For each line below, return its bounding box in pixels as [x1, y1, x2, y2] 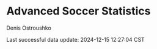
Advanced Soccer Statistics [6, 4, 151, 18]
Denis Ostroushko [6, 24, 52, 31]
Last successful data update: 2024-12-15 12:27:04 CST [6, 36, 145, 43]
